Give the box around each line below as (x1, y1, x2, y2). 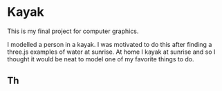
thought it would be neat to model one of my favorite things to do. (7, 54, 195, 63)
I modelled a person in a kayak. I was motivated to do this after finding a (7, 40, 212, 48)
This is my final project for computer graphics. (7, 27, 139, 35)
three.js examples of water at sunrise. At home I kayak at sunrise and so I (7, 48, 216, 56)
